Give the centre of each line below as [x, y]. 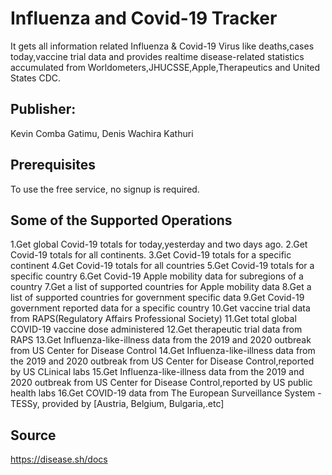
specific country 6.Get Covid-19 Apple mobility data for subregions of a [157, 276]
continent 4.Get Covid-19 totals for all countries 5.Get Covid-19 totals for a [162, 266]
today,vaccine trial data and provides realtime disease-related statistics [157, 56]
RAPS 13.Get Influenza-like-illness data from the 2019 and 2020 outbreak [161, 340]
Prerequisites [53, 165]
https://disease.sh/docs [59, 459]
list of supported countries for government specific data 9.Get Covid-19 [157, 298]
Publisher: [43, 109]
